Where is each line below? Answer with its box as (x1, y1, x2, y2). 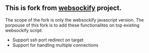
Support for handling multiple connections (12, 42, 99, 48)
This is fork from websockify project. (5, 4, 122, 12)
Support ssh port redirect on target (12, 37, 84, 43)
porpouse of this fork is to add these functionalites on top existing (5, 22, 140, 28)
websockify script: (5, 27, 43, 33)
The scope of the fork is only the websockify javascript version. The (5, 17, 144, 23)
